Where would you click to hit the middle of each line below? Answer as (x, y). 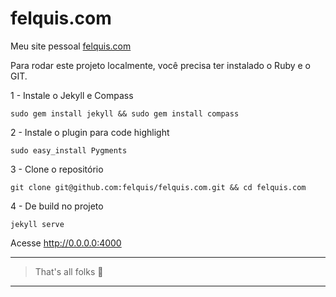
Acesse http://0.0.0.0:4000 (66, 243)
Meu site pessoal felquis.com (71, 46)
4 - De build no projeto (57, 206)
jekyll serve (37, 224)
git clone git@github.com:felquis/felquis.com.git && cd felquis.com (158, 187)
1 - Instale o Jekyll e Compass (72, 95)
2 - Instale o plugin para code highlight (90, 132)
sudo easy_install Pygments (69, 150)
